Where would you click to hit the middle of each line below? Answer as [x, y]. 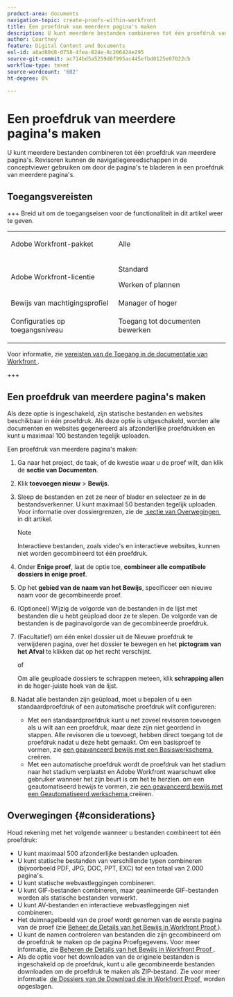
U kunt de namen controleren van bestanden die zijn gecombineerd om [119, 934]
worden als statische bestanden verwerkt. [77, 898]
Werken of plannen [149, 285]
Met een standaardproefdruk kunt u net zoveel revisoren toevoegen [124, 720]
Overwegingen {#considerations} [81, 816]
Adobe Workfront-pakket [52, 244]
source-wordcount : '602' [43, 72]
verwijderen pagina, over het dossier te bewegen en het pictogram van [119, 644]
